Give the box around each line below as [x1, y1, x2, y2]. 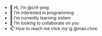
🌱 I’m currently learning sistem [9, 15, 71, 20]
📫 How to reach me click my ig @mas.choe [9, 26, 98, 31]
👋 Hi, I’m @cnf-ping [9, 5, 49, 10]
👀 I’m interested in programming [9, 10, 74, 16]
